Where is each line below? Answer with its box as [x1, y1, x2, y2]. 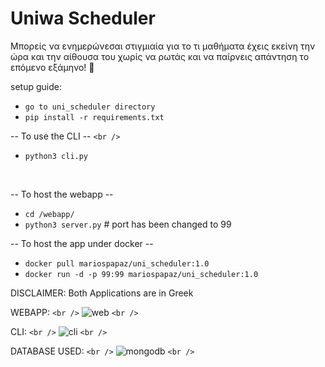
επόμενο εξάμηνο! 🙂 [10, 61, 95, 73]
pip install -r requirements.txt [24, 112, 165, 122]
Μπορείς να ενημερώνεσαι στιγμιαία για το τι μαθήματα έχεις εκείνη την [10, 40, 316, 52]
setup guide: [10, 80, 62, 92]
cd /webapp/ [24, 209, 75, 219]
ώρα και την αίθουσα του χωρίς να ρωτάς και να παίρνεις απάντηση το [10, 50, 310, 62]
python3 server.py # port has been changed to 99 [24, 218, 232, 230]
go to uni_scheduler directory [24, 102, 156, 112]
